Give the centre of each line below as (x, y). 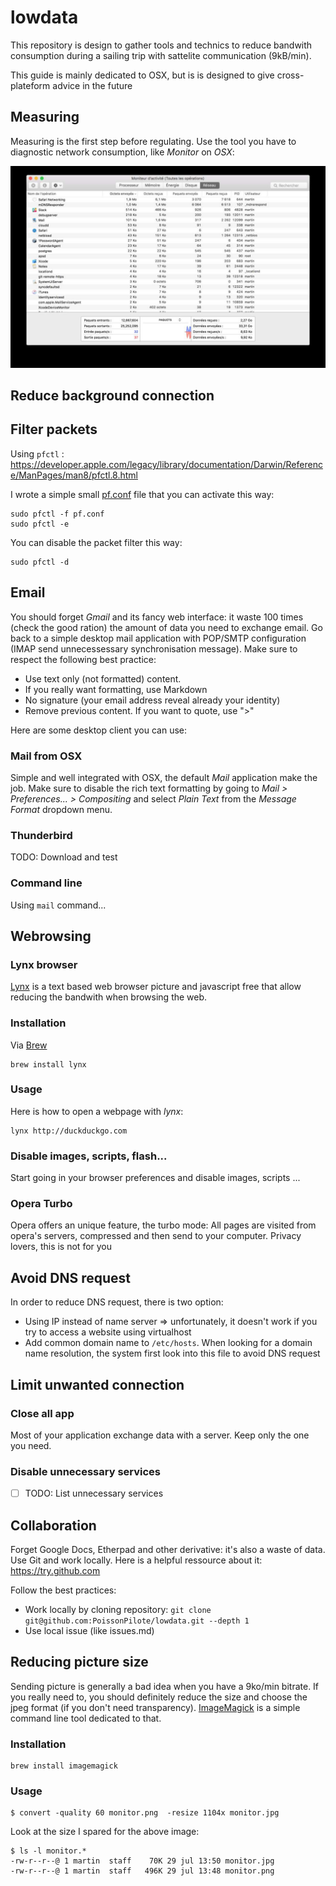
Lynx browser (44, 964)
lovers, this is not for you (61, 1247)
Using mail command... (58, 905)
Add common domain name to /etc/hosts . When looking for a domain (168, 1343)
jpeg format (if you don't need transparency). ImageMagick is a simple (155, 1707)
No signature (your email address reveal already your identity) (152, 700)
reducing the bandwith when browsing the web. (109, 997)
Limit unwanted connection (97, 1384)
